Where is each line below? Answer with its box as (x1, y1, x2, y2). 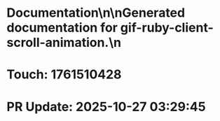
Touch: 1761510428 (6, 66, 122, 83)
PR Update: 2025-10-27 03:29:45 (6, 99, 206, 115)
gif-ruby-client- (120, 20, 214, 36)
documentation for (6, 20, 118, 36)
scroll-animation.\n (6, 35, 122, 50)
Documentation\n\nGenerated (6, 5, 186, 21)
